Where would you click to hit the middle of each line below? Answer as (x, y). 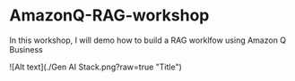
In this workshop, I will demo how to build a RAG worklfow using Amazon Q (148, 40)
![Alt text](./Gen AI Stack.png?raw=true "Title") (95, 67)
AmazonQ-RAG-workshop (109, 16)
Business (26, 49)
